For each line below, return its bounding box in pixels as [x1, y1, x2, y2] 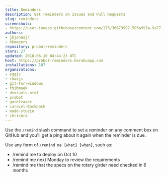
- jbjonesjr [5, 35, 30, 40]
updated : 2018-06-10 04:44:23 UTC [5, 53, 77, 59]
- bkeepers [5, 40, 28, 45]
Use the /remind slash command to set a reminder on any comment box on [5, 127, 158, 133]
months [12, 167, 28, 173]
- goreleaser [5, 100, 32, 105]
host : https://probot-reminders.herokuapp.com [5, 58, 103, 63]
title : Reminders [5, 7, 41, 12]
